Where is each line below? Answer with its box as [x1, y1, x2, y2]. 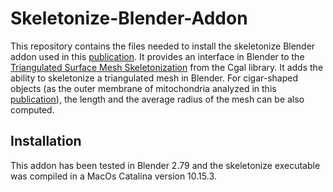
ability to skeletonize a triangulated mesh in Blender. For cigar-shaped [10, 72, 299, 84]
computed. [10, 103, 55, 116]
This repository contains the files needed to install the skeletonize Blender [10, 40, 316, 52]
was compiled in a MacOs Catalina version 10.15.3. [10, 170, 217, 182]
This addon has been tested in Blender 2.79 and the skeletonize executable [10, 159, 321, 171]
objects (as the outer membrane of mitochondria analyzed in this [10, 82, 277, 94]
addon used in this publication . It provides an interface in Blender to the [10, 50, 305, 62]
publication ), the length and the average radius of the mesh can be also [10, 93, 305, 105]
